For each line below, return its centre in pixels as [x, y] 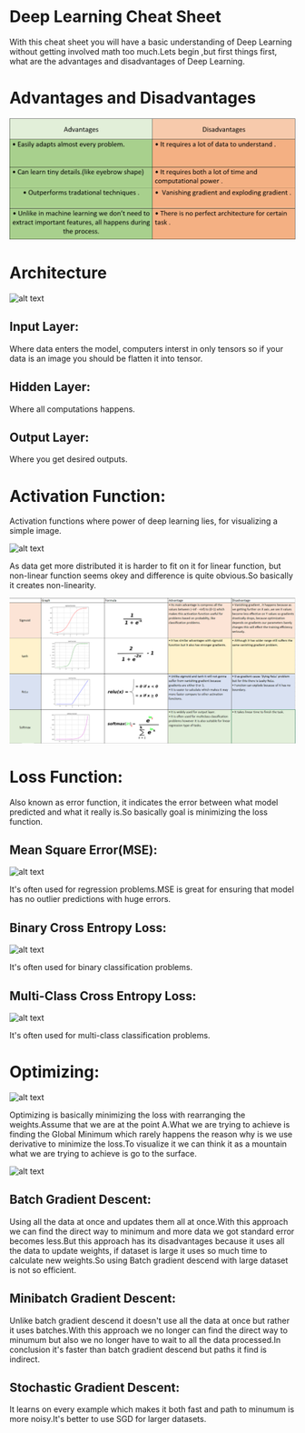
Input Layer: [44, 327]
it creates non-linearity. [53, 586]
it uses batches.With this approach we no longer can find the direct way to [149, 1330]
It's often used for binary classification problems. [101, 967]
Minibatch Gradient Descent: [93, 1299]
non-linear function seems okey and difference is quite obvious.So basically [151, 576]
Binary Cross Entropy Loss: [88, 928]
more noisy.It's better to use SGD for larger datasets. [108, 1419]
